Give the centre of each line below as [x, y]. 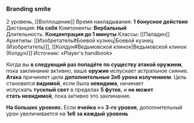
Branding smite [29, 9]
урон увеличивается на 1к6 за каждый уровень [67, 114]
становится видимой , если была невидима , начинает [75, 83]
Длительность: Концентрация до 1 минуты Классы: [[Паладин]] [88, 34]
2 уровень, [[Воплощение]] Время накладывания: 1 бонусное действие [97, 22]
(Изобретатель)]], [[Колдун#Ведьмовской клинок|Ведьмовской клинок [96, 47]
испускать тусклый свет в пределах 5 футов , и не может [80, 90]
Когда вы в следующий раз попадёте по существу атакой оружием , [95, 64]
